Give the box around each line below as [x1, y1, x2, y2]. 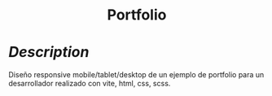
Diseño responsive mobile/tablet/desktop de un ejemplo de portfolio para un [8, 70, 265, 80]
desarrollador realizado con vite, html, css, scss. [8, 79, 171, 89]
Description [8, 43, 90, 62]
